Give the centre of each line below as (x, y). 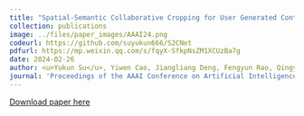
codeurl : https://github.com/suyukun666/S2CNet (101, 43)
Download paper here (50, 102)
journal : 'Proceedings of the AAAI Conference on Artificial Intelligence (153, 76)
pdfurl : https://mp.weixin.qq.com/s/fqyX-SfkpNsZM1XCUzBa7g (125, 51)
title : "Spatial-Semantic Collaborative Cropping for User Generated (143, 18)
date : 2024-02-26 (42, 59)
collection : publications (58, 26)
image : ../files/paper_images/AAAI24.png (89, 34)
